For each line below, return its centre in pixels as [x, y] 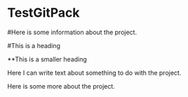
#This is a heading [34, 45]
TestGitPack [43, 13]
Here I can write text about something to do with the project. [94, 73]
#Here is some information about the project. [72, 32]
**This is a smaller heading [47, 59]
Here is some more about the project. [61, 86]
